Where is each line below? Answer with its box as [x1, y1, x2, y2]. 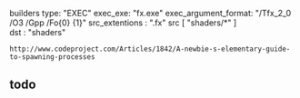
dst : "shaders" [9, 27, 66, 37]
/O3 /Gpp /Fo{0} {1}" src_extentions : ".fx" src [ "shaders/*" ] [9, 17, 237, 28]
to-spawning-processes [9, 53, 95, 62]
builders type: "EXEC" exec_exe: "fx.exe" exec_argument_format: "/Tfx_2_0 [9, 8, 292, 18]
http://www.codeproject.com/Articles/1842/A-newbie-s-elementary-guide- [9, 44, 291, 54]
